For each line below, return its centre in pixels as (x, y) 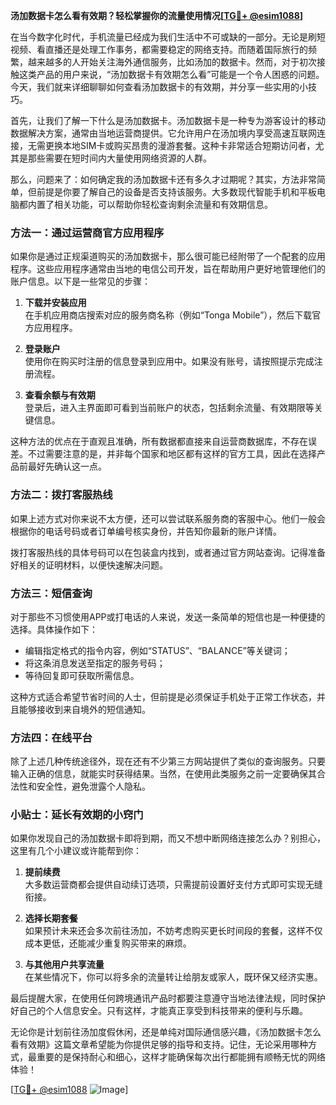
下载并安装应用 (55, 303)
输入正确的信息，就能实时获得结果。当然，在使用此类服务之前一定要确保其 (163, 774)
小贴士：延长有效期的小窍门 (77, 815)
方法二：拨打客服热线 (61, 495)
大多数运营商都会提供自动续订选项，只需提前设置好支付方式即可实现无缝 (173, 885)
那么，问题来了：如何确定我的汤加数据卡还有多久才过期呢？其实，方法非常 (163, 179)
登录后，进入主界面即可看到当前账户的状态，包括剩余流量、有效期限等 (169, 408)
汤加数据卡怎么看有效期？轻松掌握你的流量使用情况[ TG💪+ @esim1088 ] (157, 15)
